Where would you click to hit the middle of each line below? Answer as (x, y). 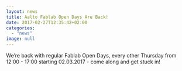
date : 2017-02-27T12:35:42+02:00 (47, 22)
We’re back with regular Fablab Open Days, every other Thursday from (91, 55)
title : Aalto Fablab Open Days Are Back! (57, 17)
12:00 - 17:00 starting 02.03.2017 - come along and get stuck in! (83, 62)
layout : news (22, 11)
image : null (20, 39)
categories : (20, 28)
